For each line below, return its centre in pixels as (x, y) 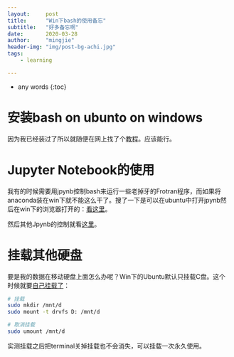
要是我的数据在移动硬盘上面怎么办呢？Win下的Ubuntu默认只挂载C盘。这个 (117, 276)
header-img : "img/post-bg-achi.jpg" (62, 47)
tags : (15, 54)
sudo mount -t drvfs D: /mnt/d (54, 312)
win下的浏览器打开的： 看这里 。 (65, 209)
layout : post (33, 14)
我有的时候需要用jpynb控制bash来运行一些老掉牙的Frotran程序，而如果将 (114, 191)
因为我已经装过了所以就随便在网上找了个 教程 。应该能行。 (91, 139)
